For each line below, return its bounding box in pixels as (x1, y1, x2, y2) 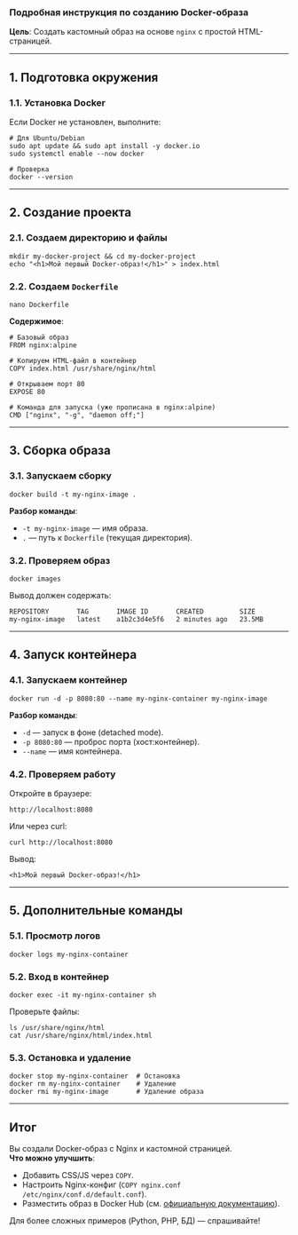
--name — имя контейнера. (21, 746, 122, 756)
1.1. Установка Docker (9, 96, 106, 108)
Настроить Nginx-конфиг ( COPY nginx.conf (21, 1179, 182, 1191)
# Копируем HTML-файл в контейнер (9, 356, 137, 365)
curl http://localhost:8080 (9, 837, 114, 847)
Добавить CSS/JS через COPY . (21, 1170, 135, 1181)
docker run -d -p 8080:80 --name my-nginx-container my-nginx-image (9, 694, 268, 703)
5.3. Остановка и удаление (9, 1051, 131, 1064)
